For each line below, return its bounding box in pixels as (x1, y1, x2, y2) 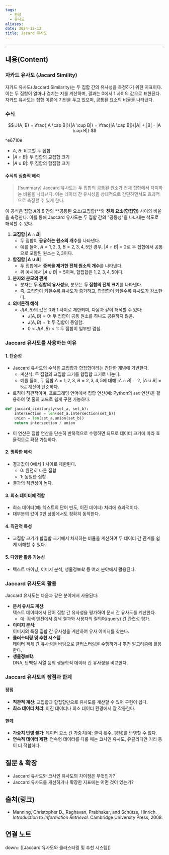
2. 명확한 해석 (5, 449, 32, 455)
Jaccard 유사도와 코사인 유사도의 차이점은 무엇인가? (12, 773, 115, 779)
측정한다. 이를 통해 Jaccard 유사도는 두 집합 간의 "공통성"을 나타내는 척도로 (10, 214, 159, 220)
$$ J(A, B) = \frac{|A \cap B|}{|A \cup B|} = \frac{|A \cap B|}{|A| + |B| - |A (8, 122, 161, 128)
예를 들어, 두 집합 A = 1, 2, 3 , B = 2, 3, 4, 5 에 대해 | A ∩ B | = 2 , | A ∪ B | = (20, 378, 161, 384)
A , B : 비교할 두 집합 (12, 147, 51, 153)
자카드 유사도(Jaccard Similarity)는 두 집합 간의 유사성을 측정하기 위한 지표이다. (5, 84, 162, 90)
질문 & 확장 (5, 758, 38, 767)
